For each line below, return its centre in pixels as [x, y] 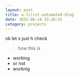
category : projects [26, 24]
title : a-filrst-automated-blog [39, 15]
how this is [29, 48]
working [21, 58]
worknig [21, 69]
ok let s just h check [26, 38]
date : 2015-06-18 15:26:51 [34, 19]
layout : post [19, 10]
